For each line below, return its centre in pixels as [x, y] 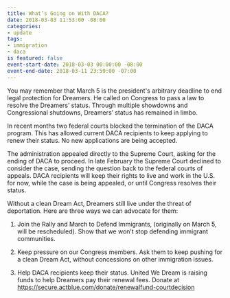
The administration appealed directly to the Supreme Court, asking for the [112, 153]
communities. [36, 238]
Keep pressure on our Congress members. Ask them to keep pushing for [120, 252]
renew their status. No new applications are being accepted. [92, 140]
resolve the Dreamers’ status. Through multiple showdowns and [97, 105]
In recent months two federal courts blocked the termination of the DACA [111, 126]
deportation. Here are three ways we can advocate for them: [93, 211]
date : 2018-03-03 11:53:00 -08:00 [57, 20]
